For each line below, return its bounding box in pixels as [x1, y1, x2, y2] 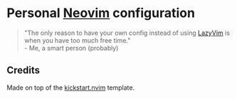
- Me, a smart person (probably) [23, 43, 119, 52]
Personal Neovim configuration [6, 5, 195, 21]
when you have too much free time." [23, 36, 131, 44]
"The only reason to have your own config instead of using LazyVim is [23, 28, 231, 37]
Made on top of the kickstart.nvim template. [6, 83, 135, 92]
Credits [6, 64, 41, 76]
